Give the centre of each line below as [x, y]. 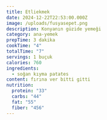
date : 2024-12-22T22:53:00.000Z [47, 18]
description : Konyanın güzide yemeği [54, 29]
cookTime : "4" [24, 46]
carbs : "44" [27, 96]
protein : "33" [29, 91]
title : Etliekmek [28, 12]
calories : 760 [24, 62]
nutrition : [20, 85]
